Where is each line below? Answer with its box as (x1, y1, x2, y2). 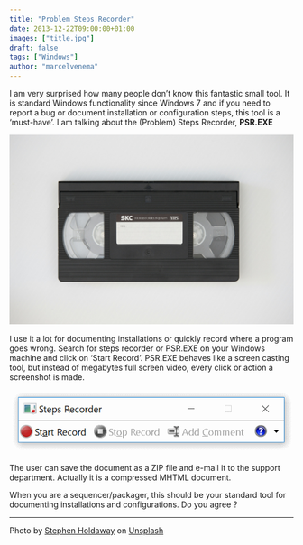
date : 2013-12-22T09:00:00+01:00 (9, 23, 135, 33)
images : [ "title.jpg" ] (9, 33, 95, 42)
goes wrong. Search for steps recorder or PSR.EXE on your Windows (9, 343, 266, 354)
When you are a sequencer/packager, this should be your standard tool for (9, 489, 287, 500)
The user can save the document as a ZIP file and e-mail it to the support (9, 462, 281, 473)
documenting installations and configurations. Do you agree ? (9, 499, 238, 510)
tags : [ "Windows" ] (9, 52, 78, 62)
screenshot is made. (9, 371, 86, 383)
